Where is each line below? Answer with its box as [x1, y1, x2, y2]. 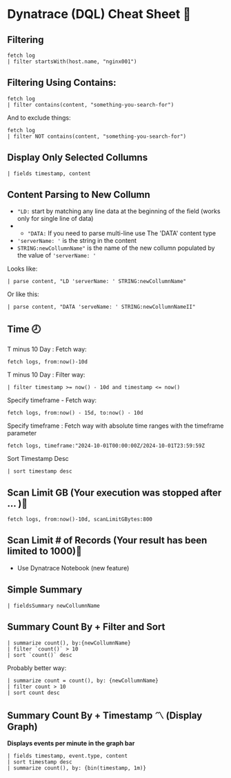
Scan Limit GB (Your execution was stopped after [7, 487, 222, 498]
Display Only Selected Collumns [7, 152, 148, 163]
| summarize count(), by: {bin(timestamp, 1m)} [7, 765, 147, 772]
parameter [7, 429, 37, 437]
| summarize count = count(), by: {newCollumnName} [7, 677, 159, 684]
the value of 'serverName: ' [17, 251, 97, 260]
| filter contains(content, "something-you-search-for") [7, 101, 174, 108]
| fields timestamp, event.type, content [7, 752, 128, 760]
